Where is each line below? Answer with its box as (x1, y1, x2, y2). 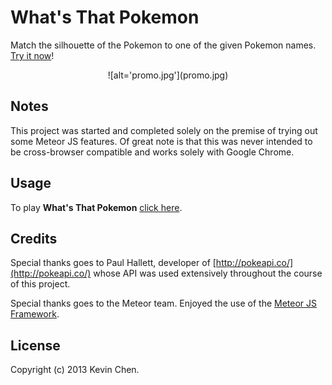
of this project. (10, 278, 71, 290)
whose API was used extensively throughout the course (93, 267, 323, 280)
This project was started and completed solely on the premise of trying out (10, 124, 318, 136)
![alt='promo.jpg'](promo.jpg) (107, 69, 229, 81)
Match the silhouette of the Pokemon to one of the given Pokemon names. (10, 39, 317, 51)
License (10, 337, 61, 354)
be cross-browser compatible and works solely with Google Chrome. (10, 146, 295, 158)
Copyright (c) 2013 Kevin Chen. (10, 364, 140, 376)
